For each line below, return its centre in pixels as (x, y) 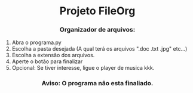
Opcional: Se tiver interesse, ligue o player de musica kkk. (83, 68)
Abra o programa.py (36, 42)
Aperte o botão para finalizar (47, 61)
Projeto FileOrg (97, 11)
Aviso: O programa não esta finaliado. (97, 83)
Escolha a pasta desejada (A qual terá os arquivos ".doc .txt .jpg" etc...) (99, 49)
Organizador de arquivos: (97, 30)
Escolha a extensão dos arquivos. (53, 55)
